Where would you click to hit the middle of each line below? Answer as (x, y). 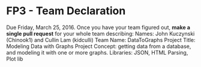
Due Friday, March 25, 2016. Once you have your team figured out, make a (98, 27)
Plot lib (15, 59)
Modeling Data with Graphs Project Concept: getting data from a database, (99, 46)
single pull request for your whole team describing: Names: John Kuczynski (100, 33)
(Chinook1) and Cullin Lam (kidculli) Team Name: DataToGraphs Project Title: (101, 40)
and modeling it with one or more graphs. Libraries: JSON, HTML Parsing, (97, 52)
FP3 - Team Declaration (66, 11)
